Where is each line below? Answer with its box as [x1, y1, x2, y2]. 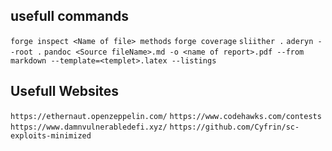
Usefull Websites [10, 83, 120, 100]
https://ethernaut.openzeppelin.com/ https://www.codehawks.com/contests [10, 111, 322, 121]
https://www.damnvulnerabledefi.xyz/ [10, 122, 168, 132]
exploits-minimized [10, 130, 92, 141]
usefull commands [10, 8, 129, 25]
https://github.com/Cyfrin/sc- [169, 122, 300, 132]
